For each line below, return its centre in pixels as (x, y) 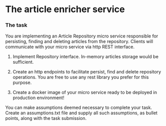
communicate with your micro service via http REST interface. (70, 47)
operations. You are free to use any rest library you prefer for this (80, 77)
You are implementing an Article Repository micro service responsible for (82, 36)
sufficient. (23, 62)
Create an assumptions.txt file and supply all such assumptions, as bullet (81, 113)
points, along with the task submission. (46, 118)
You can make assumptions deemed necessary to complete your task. (79, 108)
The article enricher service (65, 9)
